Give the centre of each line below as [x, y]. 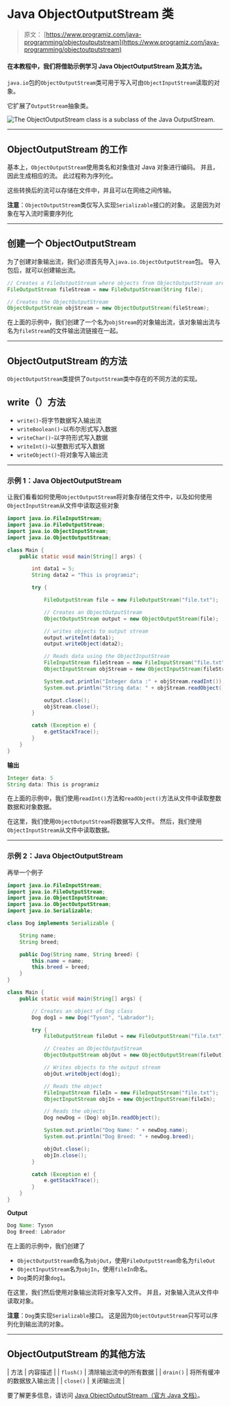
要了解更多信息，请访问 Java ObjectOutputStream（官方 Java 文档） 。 [105, 1395]
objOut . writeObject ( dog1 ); [82, 1074]
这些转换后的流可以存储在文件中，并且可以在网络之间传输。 [91, 190]
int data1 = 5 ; [53, 569]
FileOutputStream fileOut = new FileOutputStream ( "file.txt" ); [136, 1036]
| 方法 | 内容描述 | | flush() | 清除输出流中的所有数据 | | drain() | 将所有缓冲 [114, 1372]
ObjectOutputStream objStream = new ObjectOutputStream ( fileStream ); [108, 308]
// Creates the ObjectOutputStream [58, 302]
